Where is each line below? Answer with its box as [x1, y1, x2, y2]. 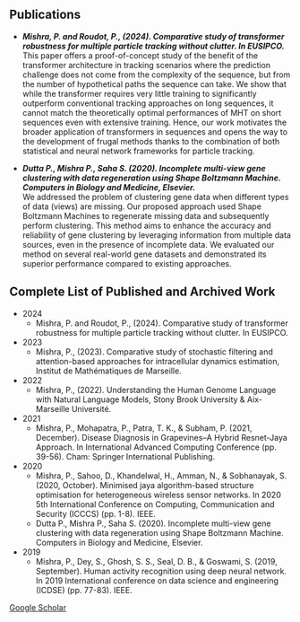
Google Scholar [9, 601, 67, 613]
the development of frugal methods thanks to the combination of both [21, 136, 280, 146]
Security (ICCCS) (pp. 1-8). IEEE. [35, 508, 157, 519]
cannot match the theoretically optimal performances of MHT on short [21, 107, 282, 118]
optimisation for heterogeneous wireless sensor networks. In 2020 [35, 489, 282, 500]
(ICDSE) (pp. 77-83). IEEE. [35, 584, 133, 595]
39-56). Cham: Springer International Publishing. [35, 451, 216, 461]
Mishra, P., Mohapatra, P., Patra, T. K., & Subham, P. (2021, [35, 422, 253, 434]
